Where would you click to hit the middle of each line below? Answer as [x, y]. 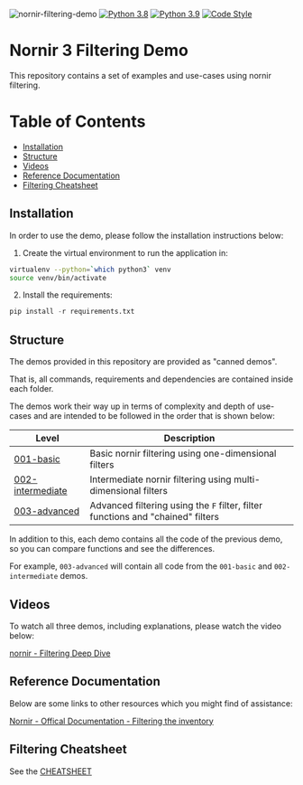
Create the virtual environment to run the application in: [125, 252]
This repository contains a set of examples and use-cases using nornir [141, 75]
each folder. [32, 389]
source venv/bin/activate [58, 278]
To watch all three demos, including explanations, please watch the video [146, 626]
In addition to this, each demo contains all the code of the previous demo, [146, 539]
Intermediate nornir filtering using [161, 479]
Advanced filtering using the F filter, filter [176, 506]
